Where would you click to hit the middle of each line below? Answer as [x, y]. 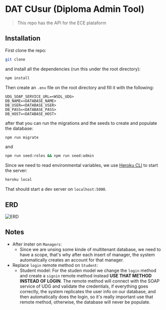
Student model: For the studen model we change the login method [88, 270]
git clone [15, 59]
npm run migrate [22, 137]
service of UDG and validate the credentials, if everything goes [84, 286]
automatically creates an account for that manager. [72, 260]
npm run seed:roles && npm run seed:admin [50, 156]
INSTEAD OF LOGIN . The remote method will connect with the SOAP [90, 281]
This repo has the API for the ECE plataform [62, 23]
